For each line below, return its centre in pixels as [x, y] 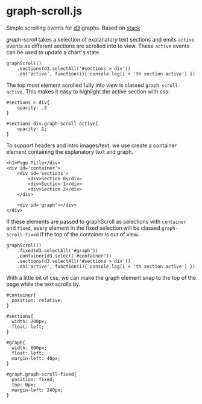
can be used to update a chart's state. [53, 52]
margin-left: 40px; [36, 358]
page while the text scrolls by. [43, 284]
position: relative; [37, 300]
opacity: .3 [32, 108]
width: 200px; [29, 321]
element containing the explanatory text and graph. [70, 151]
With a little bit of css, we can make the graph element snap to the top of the [101, 277]
